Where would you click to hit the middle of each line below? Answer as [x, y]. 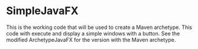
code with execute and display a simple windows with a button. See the [93, 33]
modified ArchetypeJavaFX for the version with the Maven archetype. [91, 40]
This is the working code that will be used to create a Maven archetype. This [99, 27]
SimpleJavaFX [42, 11]
